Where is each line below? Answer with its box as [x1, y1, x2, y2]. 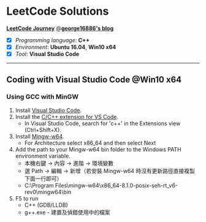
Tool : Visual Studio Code [15, 50, 80, 58]
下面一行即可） [24, 175, 63, 182]
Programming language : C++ [15, 36, 90, 44]
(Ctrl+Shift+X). [24, 126, 61, 133]
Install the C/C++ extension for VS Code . [15, 113, 118, 120]
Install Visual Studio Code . [15, 106, 82, 114]
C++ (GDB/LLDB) [24, 201, 69, 209]
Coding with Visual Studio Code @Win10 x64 [6, 74, 182, 85]
